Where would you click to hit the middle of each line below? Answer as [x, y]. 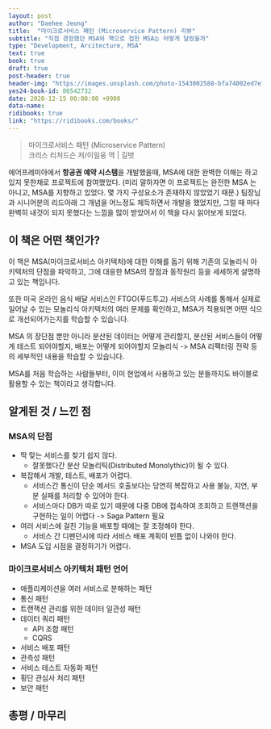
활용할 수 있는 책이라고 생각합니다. [62, 383]
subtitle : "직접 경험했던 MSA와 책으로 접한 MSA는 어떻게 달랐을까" [109, 38]
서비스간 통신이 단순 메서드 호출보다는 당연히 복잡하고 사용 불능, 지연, [141, 486]
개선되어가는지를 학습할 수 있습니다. [73, 319]
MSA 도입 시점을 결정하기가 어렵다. [75, 547]
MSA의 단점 [30, 436]
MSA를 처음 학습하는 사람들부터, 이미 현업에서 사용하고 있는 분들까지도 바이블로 [133, 373]
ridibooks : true [35, 114]
